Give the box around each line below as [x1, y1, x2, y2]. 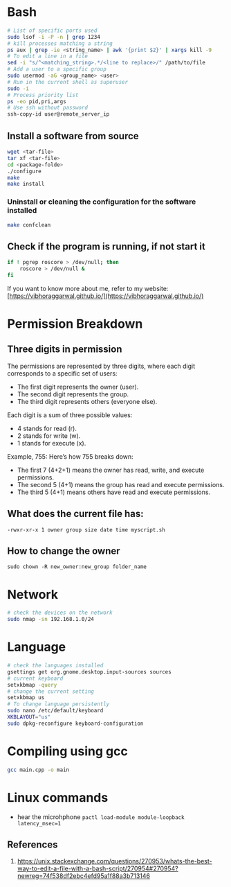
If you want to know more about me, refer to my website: [7, 284, 169, 292]
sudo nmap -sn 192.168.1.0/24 [7, 616, 95, 623]
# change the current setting [7, 687, 95, 695]
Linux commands [7, 789, 109, 805]
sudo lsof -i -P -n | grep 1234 [7, 33, 100, 40]
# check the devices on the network [7, 609, 113, 617]
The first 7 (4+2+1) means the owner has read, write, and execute [17, 466, 205, 474]
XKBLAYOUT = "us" [7, 714, 51, 721]
